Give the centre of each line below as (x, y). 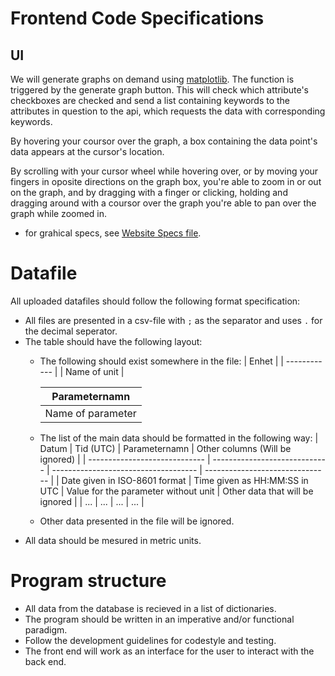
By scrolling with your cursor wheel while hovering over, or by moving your (164, 171)
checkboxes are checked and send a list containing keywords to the (150, 100)
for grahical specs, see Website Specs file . (113, 233)
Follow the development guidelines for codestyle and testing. (150, 640)
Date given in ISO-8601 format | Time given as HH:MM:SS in (185, 480)
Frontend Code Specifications (137, 18)
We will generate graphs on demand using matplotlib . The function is (152, 79)
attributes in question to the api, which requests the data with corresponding (168, 111)
